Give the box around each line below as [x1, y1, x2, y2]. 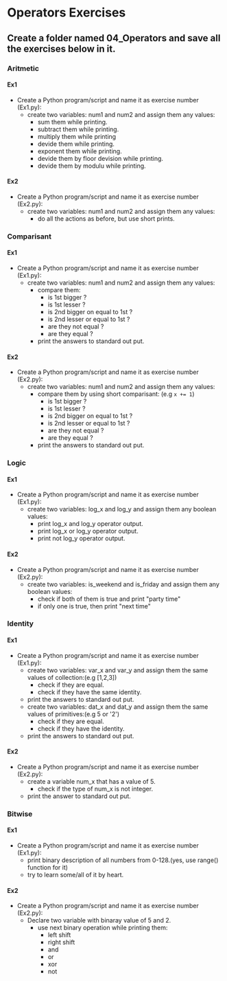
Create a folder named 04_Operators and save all [7, 32, 221, 44]
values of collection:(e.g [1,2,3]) [27, 673, 117, 681]
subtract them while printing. [37, 125, 119, 133]
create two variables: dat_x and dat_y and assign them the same [27, 703, 208, 711]
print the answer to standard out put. [27, 792, 132, 800]
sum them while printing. [37, 118, 108, 126]
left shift [47, 931, 71, 939]
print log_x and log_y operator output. [37, 520, 144, 528]
